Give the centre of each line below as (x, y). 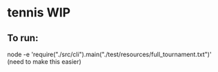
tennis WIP (39, 13)
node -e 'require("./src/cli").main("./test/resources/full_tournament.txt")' (109, 54)
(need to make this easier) (44, 62)
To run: (23, 38)
